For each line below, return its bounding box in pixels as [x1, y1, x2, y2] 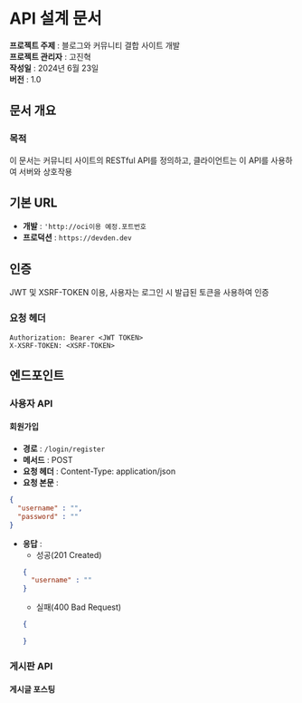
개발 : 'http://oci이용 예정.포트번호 [22, 221, 147, 232]
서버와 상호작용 [18, 166, 72, 177]
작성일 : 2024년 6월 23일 [9, 63, 99, 73]
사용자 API [9, 397, 53, 409]
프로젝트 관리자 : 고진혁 [9, 51, 92, 62]
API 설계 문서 [9, 8, 102, 29]
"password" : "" [17, 512, 79, 521]
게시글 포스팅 [9, 684, 56, 695]
